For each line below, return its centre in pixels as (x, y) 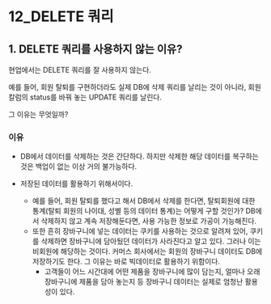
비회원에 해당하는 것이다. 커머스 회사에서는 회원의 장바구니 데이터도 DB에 (147, 251)
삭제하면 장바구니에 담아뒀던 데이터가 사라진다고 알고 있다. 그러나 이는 (151, 241)
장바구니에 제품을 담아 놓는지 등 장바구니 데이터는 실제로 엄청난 (144, 282)
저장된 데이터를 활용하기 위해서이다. (76, 184)
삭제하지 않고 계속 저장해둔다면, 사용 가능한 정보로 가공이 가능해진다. (149, 221)
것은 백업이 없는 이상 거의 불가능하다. (78, 167)
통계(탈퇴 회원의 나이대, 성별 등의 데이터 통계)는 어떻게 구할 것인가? (138, 211)
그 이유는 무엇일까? (38, 114)
